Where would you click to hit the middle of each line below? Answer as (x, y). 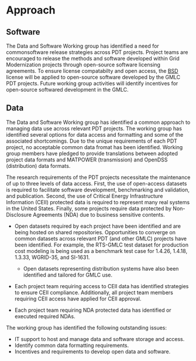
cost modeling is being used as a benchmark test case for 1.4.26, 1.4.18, (101, 251)
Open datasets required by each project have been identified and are (98, 226)
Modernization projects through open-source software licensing (83, 65)
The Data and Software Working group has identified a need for (82, 46)
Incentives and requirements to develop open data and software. (92, 351)
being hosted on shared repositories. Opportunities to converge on (95, 232)
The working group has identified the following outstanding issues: (87, 328)
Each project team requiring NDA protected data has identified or (93, 310)
